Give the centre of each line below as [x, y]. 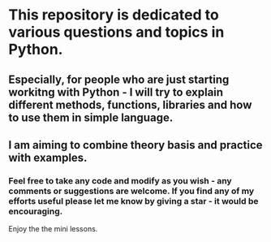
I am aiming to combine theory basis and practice [135, 145]
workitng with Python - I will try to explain [116, 92]
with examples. [48, 157]
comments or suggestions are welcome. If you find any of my [131, 191]
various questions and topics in [116, 32]
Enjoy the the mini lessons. [53, 229]
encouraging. [36, 211]
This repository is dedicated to [114, 15]
